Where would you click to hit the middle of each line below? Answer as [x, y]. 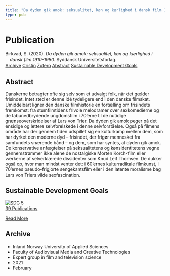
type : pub [16, 15]
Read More [17, 218]
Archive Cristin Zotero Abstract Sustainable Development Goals [71, 66]
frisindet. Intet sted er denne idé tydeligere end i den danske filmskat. [78, 99]
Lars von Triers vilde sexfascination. [43, 175]
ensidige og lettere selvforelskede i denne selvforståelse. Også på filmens [82, 126]
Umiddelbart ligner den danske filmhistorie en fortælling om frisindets [78, 105]
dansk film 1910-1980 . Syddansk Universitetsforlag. [63, 60]
